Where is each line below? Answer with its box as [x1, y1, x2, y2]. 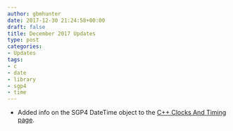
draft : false [7, 23, 46, 30]
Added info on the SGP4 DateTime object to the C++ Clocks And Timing [17, 108, 227, 117]
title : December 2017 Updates [7, 30, 96, 37]
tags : [7, 56, 23, 63]
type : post [7, 37, 39, 44]
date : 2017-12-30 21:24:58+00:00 [7, 17, 106, 24]
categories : [7, 43, 42, 50]
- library [7, 75, 37, 83]
